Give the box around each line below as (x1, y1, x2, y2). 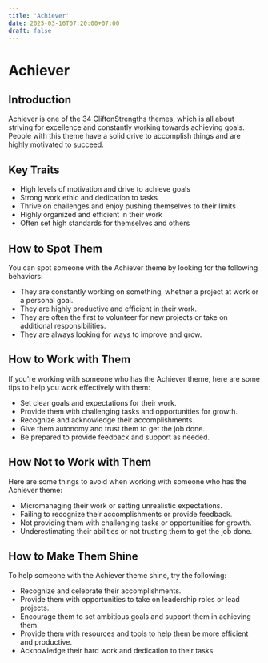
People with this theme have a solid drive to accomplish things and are (8, 131, 242, 141)
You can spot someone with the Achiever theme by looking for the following (8, 263, 258, 273)
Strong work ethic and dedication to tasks (19, 193, 158, 203)
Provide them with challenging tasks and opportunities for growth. (19, 406, 238, 416)
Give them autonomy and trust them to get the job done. (19, 423, 206, 433)
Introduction (8, 93, 72, 107)
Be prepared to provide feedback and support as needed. (19, 432, 210, 442)
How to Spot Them (8, 241, 102, 255)
